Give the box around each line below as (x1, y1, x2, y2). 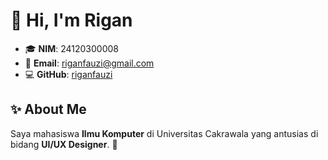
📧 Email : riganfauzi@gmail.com (24, 57, 155, 69)
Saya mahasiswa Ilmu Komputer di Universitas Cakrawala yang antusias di (10, 127, 319, 139)
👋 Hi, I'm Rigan (10, 9, 133, 32)
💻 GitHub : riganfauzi (24, 68, 113, 80)
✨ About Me (10, 101, 87, 118)
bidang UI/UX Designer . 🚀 (10, 138, 118, 150)
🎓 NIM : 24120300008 (24, 42, 119, 54)
